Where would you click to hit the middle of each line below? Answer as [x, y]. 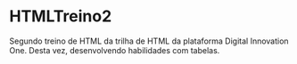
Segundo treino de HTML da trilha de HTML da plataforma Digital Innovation [149, 41]
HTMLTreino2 [61, 16]
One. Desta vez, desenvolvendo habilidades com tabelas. [115, 50]
